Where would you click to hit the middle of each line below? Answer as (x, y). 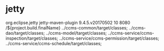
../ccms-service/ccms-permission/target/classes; (109, 38)
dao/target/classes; (25, 33)
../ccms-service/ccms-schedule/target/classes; (54, 43)
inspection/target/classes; (32, 38)
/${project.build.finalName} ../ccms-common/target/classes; (67, 27)
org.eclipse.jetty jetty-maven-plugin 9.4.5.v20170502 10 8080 (68, 23)
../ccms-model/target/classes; (76, 33)
